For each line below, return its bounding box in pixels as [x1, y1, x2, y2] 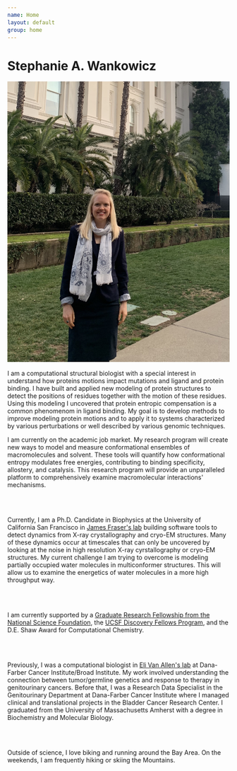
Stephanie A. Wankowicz [7, 57, 157, 74]
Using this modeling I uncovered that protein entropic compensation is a [7, 399, 217, 407]
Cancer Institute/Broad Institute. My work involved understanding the [28, 668, 229, 676]
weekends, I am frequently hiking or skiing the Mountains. [7, 755, 176, 764]
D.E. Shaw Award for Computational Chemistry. [7, 625, 145, 634]
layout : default [7, 18, 55, 26]
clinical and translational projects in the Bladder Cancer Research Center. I [7, 698, 224, 707]
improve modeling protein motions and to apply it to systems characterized [7, 414, 226, 423]
